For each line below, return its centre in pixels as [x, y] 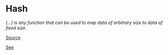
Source [13, 37]
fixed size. [16, 27]
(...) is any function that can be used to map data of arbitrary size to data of [84, 22]
